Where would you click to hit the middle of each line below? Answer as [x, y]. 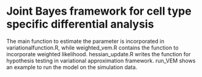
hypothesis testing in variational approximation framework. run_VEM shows [101, 61]
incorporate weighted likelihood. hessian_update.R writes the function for [99, 54]
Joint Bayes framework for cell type [99, 11]
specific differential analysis [80, 24]
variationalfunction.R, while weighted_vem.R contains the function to [92, 48]
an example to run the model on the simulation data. [72, 67]
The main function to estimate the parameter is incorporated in [85, 41]
